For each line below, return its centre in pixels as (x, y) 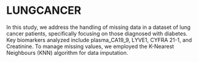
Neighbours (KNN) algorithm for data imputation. (67, 52)
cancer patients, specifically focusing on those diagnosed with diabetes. (97, 33)
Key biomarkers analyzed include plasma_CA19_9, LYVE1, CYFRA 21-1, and (99, 40)
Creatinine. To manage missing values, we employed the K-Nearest (90, 46)
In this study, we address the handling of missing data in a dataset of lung (98, 27)
